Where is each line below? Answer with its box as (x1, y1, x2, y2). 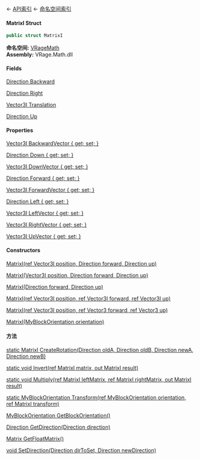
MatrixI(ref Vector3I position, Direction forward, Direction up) (6, 260, 157, 267)
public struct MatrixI (6, 32, 63, 39)
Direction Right (6, 89, 43, 97)
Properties (6, 127, 34, 134)
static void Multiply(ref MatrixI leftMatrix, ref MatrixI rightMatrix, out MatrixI (6, 375, 192, 383)
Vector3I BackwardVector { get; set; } (6, 140, 99, 147)
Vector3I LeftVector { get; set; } (6, 209, 84, 217)
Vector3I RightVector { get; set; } (6, 221, 87, 229)
